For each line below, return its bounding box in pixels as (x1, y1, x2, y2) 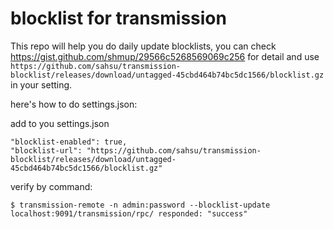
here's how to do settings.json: (10, 98, 138, 110)
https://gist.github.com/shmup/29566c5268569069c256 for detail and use (10, 50, 320, 62)
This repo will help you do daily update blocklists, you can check (10, 40, 277, 52)
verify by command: (10, 180, 93, 192)
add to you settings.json (10, 117, 110, 129)
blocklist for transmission (10, 7, 227, 30)
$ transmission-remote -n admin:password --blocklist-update (10, 200, 271, 210)
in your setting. (10, 78, 73, 91)
